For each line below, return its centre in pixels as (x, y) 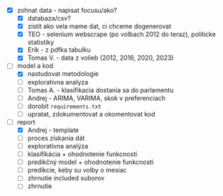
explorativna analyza (58, 82)
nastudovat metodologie (63, 74)
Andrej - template (53, 130)
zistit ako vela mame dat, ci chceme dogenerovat (99, 26)
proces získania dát (56, 138)
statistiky (41, 43)
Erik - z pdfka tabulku (59, 50)
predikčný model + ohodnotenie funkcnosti (91, 162)
